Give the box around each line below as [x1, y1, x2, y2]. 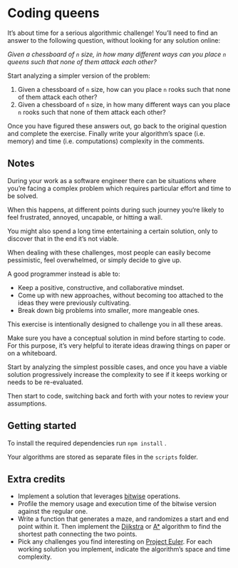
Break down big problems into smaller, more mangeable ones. [17, 306, 200, 314]
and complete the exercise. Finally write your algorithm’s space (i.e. [7, 129, 205, 138]
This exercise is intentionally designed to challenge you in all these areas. [7, 319, 223, 329]
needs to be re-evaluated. [7, 378, 83, 386]
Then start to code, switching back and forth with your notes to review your [7, 391, 229, 400]
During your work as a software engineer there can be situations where [7, 176, 217, 185]
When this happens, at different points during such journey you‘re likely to [7, 205, 224, 214]
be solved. [7, 191, 38, 200]
